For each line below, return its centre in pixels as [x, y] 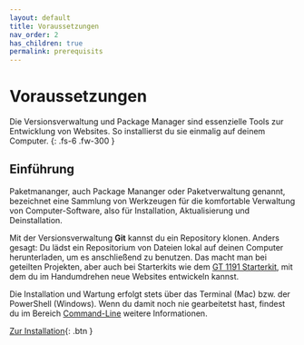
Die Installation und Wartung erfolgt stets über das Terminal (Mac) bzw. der [150, 294]
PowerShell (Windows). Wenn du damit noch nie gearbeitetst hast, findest [147, 303]
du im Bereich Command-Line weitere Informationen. [108, 313]
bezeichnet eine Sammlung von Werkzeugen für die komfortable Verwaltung [152, 201]
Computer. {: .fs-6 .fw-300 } [62, 141]
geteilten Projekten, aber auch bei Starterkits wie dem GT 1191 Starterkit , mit [151, 266]
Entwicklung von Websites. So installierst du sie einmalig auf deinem [137, 132]
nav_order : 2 [34, 34]
